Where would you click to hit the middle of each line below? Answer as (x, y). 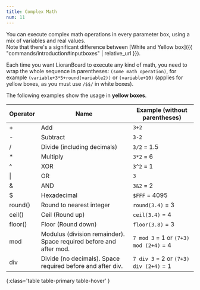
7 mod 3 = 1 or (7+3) (161, 238)
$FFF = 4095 (150, 195)
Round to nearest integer (76, 205)
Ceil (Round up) (63, 214)
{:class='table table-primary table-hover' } (58, 280)
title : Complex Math (32, 12)
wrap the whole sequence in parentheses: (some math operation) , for (91, 71)
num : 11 (16, 17)
